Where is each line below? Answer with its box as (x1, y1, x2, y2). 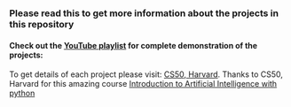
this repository (9, 18, 75, 30)
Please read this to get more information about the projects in (9, 7, 279, 19)
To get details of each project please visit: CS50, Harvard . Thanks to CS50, (9, 69, 284, 80)
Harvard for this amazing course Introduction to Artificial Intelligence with (9, 79, 278, 89)
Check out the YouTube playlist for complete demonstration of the (9, 40, 258, 50)
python (9, 88, 35, 99)
